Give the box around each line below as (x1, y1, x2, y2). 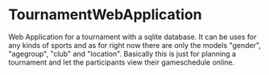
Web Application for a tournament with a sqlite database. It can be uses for (8, 32, 257, 41)
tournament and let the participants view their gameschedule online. (8, 57, 235, 67)
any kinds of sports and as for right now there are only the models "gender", (8, 40, 262, 49)
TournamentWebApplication (8, 6, 203, 24)
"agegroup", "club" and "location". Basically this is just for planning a (8, 49, 236, 58)
